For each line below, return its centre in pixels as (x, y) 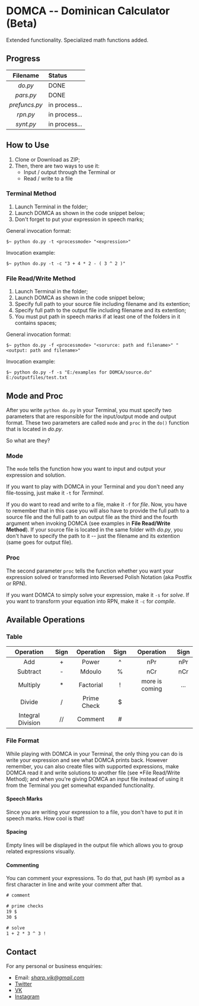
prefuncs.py (26, 105)
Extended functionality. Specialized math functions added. (77, 40)
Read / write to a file (48, 178)
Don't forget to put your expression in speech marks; (79, 219)
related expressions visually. (41, 851)
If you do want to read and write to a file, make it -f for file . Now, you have (97, 504)
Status (58, 75)
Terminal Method (31, 194)
